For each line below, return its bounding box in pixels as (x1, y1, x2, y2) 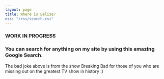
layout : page (5, 7, 32, 12)
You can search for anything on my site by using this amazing (5, 46, 155, 53)
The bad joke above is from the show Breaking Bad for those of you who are (5, 63, 160, 69)
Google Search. (5, 52, 43, 59)
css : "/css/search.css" (5, 16, 54, 21)
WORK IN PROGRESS (5, 32, 56, 39)
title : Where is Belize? (5, 12, 56, 17)
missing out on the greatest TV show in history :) (5, 68, 104, 74)
